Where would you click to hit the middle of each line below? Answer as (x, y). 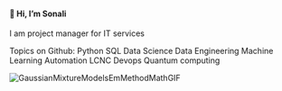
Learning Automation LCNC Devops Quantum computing (115, 60)
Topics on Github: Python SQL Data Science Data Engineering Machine (141, 51)
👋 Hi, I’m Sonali (38, 14)
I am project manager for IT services (77, 33)
